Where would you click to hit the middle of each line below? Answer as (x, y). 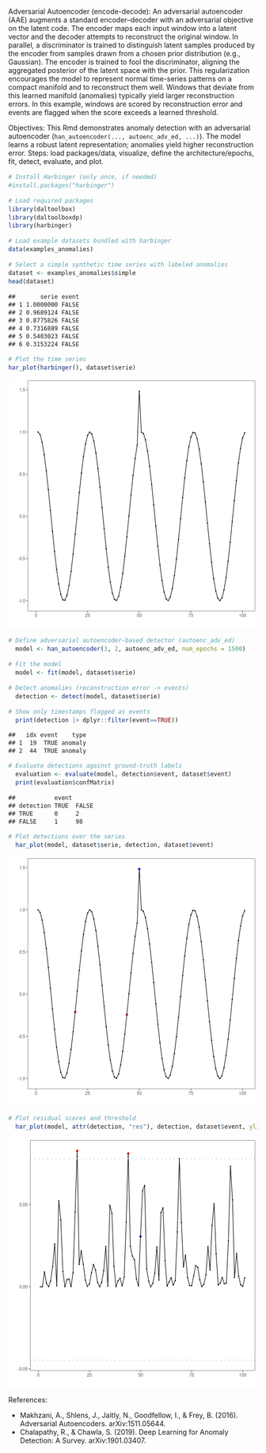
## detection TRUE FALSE (51, 806)
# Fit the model (35, 665)
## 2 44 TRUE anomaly (47, 751)
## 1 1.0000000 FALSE (44, 304)
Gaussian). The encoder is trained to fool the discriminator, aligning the (124, 62)
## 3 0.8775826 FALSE (44, 320)
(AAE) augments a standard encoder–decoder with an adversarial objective (131, 20)
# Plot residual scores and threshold (72, 1118)
